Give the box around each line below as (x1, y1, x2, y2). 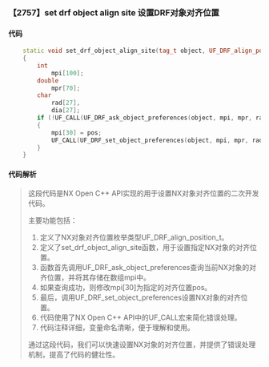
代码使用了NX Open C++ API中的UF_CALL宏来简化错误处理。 (39, 313, 242, 322)
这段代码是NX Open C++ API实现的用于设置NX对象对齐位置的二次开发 (27, 188, 259, 198)
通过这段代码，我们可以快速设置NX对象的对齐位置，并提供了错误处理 (27, 340, 256, 349)
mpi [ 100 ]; (50, 69, 84, 77)
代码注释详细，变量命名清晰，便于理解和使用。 (39, 323, 195, 333)
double (37, 76, 59, 85)
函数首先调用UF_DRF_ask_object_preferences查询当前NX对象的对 (39, 263, 257, 272)
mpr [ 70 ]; (50, 84, 81, 92)
